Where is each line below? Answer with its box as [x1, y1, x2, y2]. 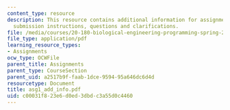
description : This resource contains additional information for [7, 16, 197, 23]
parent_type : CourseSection [7, 67, 88, 74]
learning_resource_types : [7, 42, 81, 49]
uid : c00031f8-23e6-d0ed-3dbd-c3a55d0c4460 [7, 93, 133, 100]
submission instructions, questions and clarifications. [13, 23, 179, 29]
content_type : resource [7, 10, 75, 17]
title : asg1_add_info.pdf [7, 86, 81, 93]
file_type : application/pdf [7, 36, 88, 42]
